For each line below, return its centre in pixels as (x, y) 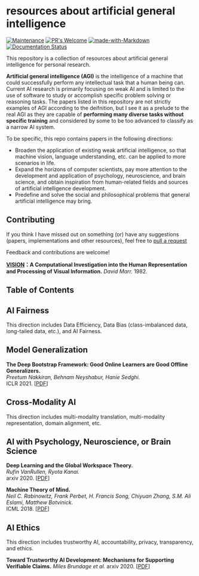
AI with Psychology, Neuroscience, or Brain (89, 442)
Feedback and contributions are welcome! (58, 252)
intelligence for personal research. (48, 65)
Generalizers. (23, 371)
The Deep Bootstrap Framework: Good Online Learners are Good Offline (97, 364)
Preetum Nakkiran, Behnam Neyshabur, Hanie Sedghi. (73, 377)
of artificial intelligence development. (60, 188)
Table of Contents (40, 290)
